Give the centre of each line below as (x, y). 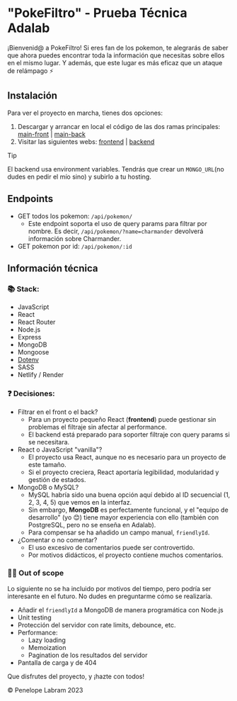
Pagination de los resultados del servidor (88, 655)
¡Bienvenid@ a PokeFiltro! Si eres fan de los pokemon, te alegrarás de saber (118, 47)
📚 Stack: (23, 288)
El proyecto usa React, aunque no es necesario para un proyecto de (127, 457)
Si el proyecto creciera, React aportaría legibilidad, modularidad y (123, 472)
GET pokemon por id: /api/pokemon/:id (75, 246)
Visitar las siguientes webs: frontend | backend (86, 141)
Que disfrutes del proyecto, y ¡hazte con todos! (76, 676)
